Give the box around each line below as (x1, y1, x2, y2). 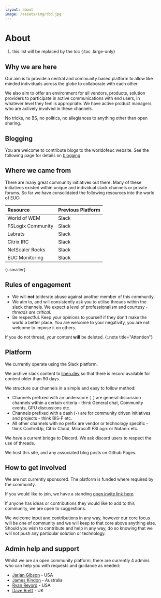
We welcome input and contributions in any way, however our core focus (5, 515, 150, 521)
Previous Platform (58, 206, 101, 213)
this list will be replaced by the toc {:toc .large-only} (12, 49, 116, 54)
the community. (5, 482, 36, 488)
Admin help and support (5, 545, 80, 553)
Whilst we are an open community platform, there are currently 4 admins (5, 558, 150, 563)
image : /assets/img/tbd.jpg (5, 12, 62, 17)
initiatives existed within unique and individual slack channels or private (5, 184, 147, 190)
